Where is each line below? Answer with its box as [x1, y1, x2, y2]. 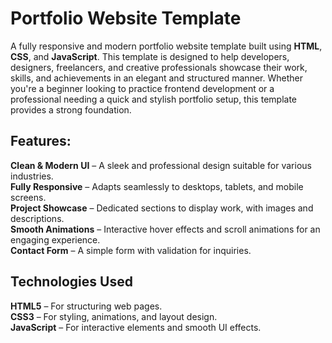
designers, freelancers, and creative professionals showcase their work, [10, 61, 308, 73]
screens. [10, 191, 47, 203]
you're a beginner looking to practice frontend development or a [10, 82, 275, 94]
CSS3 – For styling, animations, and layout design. [10, 310, 218, 322]
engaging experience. [10, 233, 101, 246]
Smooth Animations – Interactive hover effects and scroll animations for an [10, 223, 321, 235]
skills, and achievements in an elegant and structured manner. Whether [10, 72, 303, 84]
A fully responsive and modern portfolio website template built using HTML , [10, 40, 323, 52]
